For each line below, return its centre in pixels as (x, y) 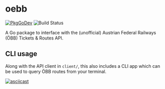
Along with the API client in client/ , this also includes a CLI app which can (83, 66)
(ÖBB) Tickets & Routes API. (34, 38)
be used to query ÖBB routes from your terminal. (56, 71)
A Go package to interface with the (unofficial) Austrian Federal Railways (81, 32)
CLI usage (21, 54)
